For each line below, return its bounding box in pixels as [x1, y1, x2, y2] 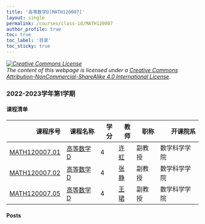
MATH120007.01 [9, 148, 61, 156]
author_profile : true [6, 26, 62, 32]
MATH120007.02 [9, 169, 61, 177]
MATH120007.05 [9, 189, 61, 198]
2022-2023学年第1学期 [6, 89, 76, 98]
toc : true [6, 32, 32, 38]
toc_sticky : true [6, 43, 51, 50]
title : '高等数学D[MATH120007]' [6, 9, 85, 15]
